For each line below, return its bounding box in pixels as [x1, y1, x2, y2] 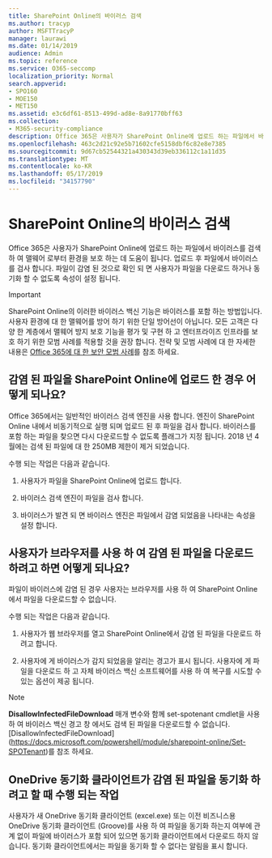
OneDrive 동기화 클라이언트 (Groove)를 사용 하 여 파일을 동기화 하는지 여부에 [8, 821, 253, 830]
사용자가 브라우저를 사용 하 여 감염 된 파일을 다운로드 [8, 546, 254, 560]
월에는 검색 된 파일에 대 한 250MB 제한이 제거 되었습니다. [8, 441, 190, 451]
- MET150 [8, 102, 38, 110]
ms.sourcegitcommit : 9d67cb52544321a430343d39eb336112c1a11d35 [8, 147, 227, 155]
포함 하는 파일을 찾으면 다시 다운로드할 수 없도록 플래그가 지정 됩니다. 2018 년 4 [8, 431, 260, 441]
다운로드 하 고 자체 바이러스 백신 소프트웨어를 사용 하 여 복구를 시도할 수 [35, 666, 262, 676]
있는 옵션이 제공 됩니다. [19, 677, 95, 686]
